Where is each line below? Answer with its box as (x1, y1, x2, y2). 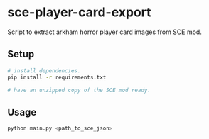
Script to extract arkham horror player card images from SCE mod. (7, 28, 203, 36)
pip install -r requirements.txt (7, 74, 107, 81)
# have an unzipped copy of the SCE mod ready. (7, 87, 151, 94)
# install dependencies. (7, 67, 81, 74)
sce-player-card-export (7, 4, 151, 21)
